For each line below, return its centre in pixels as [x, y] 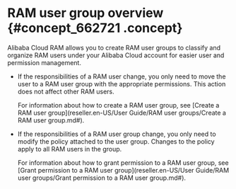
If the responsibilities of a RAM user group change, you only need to [117, 134]
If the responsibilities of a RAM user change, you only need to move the [122, 76]
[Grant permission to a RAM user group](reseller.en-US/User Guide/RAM [123, 170]
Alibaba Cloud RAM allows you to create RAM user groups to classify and [114, 47]
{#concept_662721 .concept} [95, 28]
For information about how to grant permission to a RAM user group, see [123, 162]
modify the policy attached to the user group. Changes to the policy [116, 141]
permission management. [44, 62]
